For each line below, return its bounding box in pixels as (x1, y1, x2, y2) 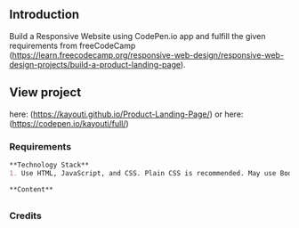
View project (9, 85, 82, 101)
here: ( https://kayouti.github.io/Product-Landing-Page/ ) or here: (9, 109, 244, 119)
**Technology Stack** (9, 160, 90, 169)
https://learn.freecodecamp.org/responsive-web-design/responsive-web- (12, 49, 285, 61)
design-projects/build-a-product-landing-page (9, 59, 181, 69)
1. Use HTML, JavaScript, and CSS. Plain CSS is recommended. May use (9, 168, 277, 177)
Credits (9, 209, 42, 222)
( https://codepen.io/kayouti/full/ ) (9, 118, 129, 128)
